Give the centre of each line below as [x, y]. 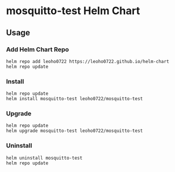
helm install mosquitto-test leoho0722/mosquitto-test [75, 99]
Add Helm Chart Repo [38, 49]
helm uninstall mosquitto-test [44, 158]
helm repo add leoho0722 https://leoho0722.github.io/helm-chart [87, 61]
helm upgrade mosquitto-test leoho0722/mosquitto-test [75, 131]
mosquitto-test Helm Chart [73, 11]
